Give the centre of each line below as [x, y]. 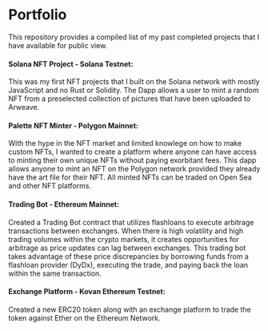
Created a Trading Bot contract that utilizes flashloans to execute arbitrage [131, 222]
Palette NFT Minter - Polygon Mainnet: [73, 125]
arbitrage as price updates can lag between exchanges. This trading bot [127, 248]
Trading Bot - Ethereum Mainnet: [64, 204]
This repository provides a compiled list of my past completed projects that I [134, 37]
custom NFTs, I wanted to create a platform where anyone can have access [133, 152]
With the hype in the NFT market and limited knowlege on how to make [125, 143]
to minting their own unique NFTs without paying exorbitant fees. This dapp [132, 160]
